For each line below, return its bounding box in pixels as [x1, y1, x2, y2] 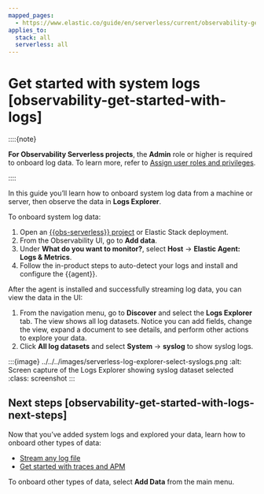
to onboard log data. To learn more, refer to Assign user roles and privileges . [8, 158, 256, 168]
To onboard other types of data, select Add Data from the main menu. [8, 477, 235, 486]
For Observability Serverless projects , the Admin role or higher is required [8, 150, 253, 159]
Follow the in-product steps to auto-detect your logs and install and [19, 261, 238, 270]
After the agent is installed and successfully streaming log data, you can [8, 284, 242, 294]
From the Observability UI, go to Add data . [19, 236, 157, 245]
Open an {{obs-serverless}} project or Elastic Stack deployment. [19, 228, 229, 237]
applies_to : [8, 26, 47, 34]
